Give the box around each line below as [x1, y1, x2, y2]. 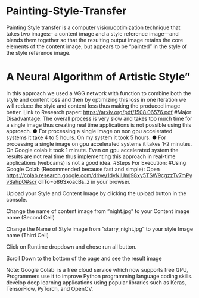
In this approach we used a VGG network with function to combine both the [6, 89, 192, 96]
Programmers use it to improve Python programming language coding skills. [6, 272, 193, 280]
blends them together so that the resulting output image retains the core [6, 36, 184, 43]
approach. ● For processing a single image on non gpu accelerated [6, 127, 173, 134]
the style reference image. [6, 49, 71, 56]
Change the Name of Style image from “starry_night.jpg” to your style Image [6, 225, 194, 233]
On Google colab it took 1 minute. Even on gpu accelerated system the [6, 146, 179, 153]
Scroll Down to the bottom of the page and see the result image [6, 255, 162, 262]
